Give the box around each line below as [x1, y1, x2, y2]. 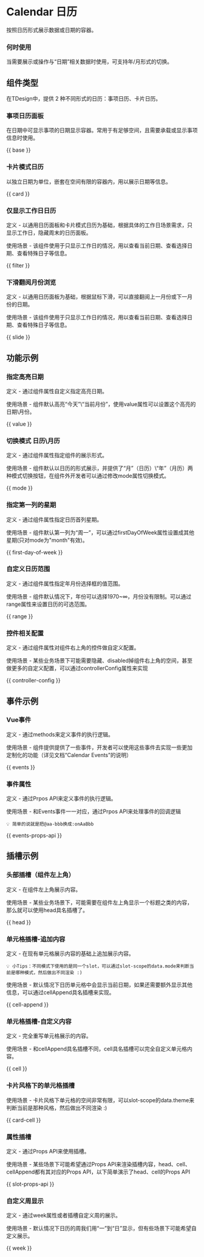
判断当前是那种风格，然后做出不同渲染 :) [6, 1104, 107, 1111]
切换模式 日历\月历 [6, 436, 61, 445]
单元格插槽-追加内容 [6, 935, 66, 943]
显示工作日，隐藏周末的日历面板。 [6, 229, 92, 236]
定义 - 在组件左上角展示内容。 [6, 886, 81, 893]
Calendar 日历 [6, 5, 78, 19]
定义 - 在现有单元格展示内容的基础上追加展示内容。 [6, 950, 135, 957]
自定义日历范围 [6, 564, 50, 573]
